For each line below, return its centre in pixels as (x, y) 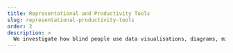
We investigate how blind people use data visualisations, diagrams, (116, 39)
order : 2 (20, 26)
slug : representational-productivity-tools (71, 20)
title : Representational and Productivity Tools (79, 13)
